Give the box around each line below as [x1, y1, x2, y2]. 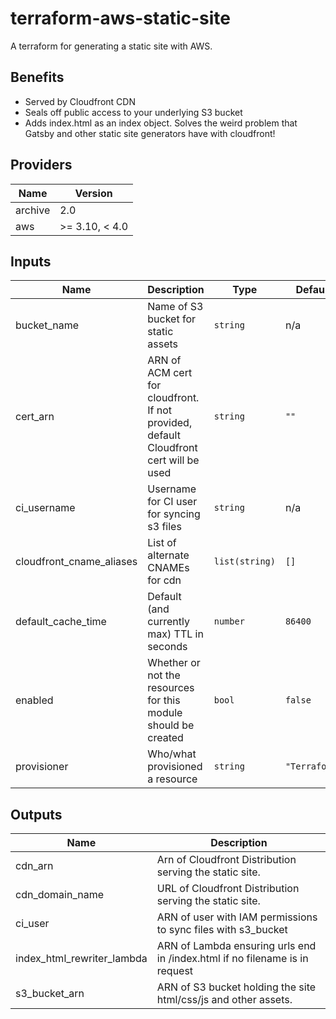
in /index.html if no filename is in [156, 952, 309, 966]
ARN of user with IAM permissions [156, 910, 318, 924]
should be [147, 718, 195, 732]
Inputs [10, 253, 52, 270]
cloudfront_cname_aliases [15, 555, 138, 569]
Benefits [10, 69, 65, 86]
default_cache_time [15, 615, 107, 629]
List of [147, 536, 177, 550]
